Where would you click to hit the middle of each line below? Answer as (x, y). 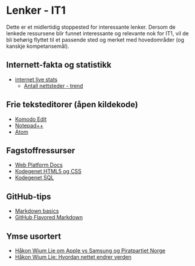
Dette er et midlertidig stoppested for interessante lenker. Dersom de (91, 27)
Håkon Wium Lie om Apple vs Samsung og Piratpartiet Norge (90, 250)
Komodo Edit (31, 119)
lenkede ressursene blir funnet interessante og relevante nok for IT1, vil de (97, 33)
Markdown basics (37, 211)
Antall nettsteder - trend (54, 86)
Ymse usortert (34, 236)
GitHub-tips (29, 196)
